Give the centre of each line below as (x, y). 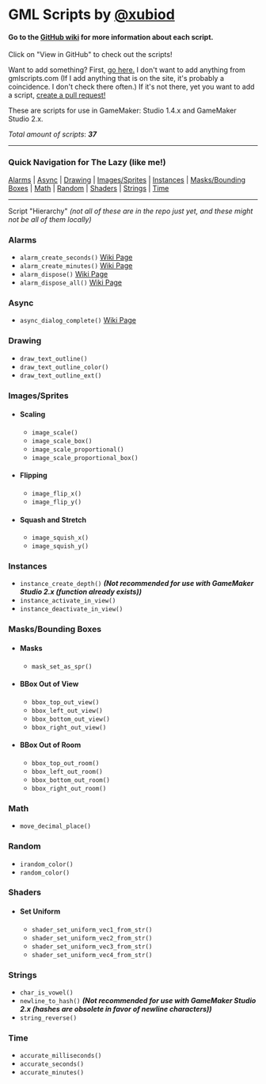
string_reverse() (48, 1018)
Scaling (32, 415)
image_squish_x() (60, 538)
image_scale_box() (62, 441)
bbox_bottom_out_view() (71, 719)
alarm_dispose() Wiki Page (64, 274)
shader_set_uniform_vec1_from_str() (92, 929)
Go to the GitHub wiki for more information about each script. (111, 36)
